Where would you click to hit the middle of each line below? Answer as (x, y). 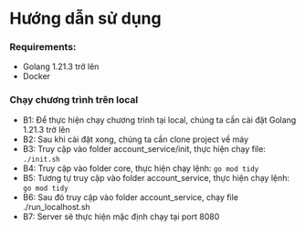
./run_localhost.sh (57, 206)
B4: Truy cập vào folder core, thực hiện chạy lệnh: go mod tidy (141, 168)
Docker (37, 76)
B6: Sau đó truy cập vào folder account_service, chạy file (131, 197)
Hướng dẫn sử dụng (85, 19)
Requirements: (43, 47)
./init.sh (42, 159)
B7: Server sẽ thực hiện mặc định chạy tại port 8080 (121, 216)
